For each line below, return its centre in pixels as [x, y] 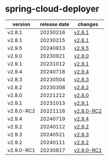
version [21, 24]
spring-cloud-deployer [52, 9]
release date [54, 24]
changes [88, 24]
